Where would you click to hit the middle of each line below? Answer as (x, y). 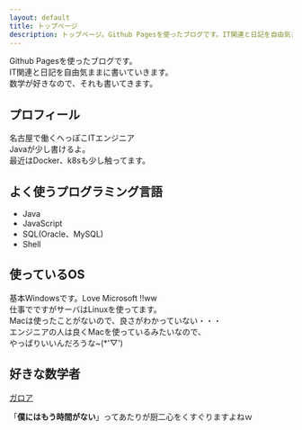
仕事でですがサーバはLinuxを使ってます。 (85, 309)
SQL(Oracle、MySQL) (63, 234)
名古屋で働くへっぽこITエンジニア (72, 138)
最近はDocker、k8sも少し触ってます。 (80, 161)
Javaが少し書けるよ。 (50, 149)
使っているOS (47, 275)
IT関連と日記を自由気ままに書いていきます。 (91, 72)
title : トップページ (44, 26)
